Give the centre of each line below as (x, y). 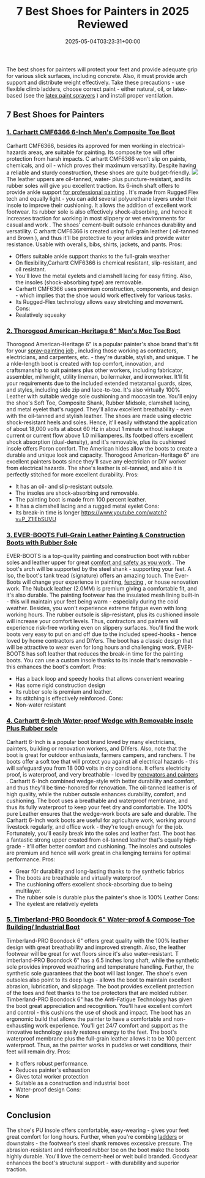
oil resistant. (31, 269)
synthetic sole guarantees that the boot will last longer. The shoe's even (97, 973)
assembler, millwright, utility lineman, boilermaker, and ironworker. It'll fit (97, 376)
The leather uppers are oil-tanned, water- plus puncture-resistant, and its (99, 179)
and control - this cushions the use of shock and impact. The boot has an (99, 1012)
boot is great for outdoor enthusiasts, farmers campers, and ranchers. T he (101, 755)
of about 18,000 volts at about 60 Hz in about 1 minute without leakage (95, 428)
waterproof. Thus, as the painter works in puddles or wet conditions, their (99, 1045)
